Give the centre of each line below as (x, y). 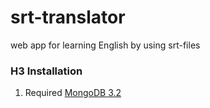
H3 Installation (46, 71)
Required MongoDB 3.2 (73, 93)
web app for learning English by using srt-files (105, 45)
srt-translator (68, 17)
